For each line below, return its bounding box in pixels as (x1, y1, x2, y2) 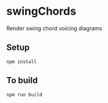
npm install (6, 58, 37, 65)
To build (6, 75, 38, 86)
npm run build (6, 91, 43, 97)
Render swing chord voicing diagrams (6, 25, 102, 32)
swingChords (6, 4, 77, 18)
